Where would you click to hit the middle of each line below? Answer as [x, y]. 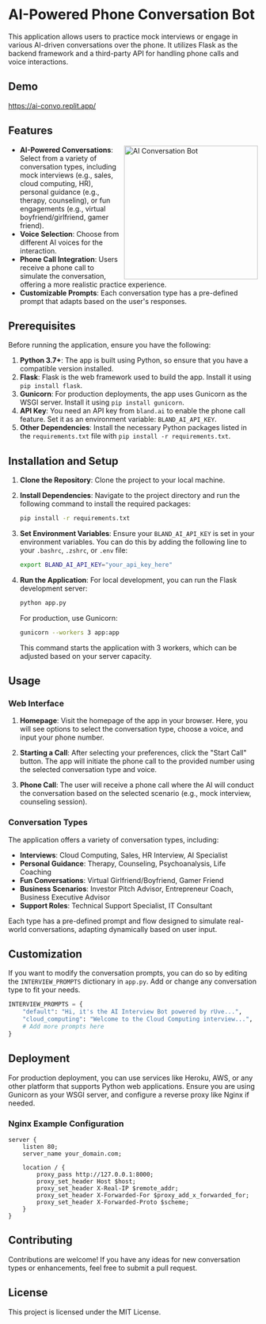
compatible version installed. [66, 369]
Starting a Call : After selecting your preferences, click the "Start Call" [133, 753]
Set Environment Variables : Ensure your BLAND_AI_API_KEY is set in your [137, 534]
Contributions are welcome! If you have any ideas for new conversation [124, 1259]
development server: [53, 588]
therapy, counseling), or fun [65, 200]
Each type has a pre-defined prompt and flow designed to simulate [118, 921]
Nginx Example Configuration [66, 1124]
